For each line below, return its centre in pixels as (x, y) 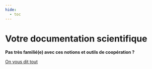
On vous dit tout (22, 62)
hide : (11, 10)
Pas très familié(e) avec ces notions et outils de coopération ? (70, 52)
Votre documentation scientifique (76, 39)
